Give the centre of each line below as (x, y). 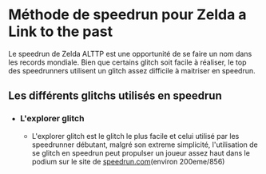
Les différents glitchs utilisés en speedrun (115, 96)
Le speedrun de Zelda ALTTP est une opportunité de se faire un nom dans (130, 53)
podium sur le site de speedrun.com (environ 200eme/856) (128, 161)
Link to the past (61, 32)
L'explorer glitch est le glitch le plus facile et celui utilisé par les (135, 136)
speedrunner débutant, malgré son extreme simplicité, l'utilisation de (145, 144)
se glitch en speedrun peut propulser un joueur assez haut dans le (141, 152)
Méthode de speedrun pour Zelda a (127, 15)
